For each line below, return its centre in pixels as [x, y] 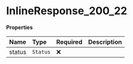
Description [105, 41]
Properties [20, 27]
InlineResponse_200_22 [67, 11]
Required [69, 41]
